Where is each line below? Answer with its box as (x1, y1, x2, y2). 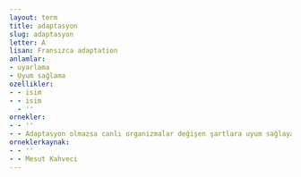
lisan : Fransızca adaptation (9, 46, 118, 55)
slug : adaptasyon (9, 29, 74, 38)
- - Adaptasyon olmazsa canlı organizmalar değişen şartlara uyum (9, 130, 262, 139)
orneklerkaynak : (9, 138, 70, 147)
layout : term (9, 13, 58, 22)
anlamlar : (9, 55, 47, 63)
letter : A (9, 38, 47, 47)
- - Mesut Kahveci (9, 154, 78, 164)
